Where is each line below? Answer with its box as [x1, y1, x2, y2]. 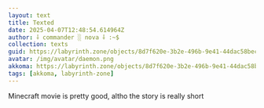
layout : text [8, 11, 51, 20]
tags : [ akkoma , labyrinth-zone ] [8, 70, 114, 77]
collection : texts [8, 41, 68, 49]
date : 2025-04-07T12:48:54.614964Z [8, 26, 125, 34]
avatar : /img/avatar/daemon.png [8, 56, 114, 63]
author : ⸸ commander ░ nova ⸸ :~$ [8, 33, 119, 41]
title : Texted [8, 19, 55, 27]
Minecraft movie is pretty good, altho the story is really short [8, 91, 204, 100]
